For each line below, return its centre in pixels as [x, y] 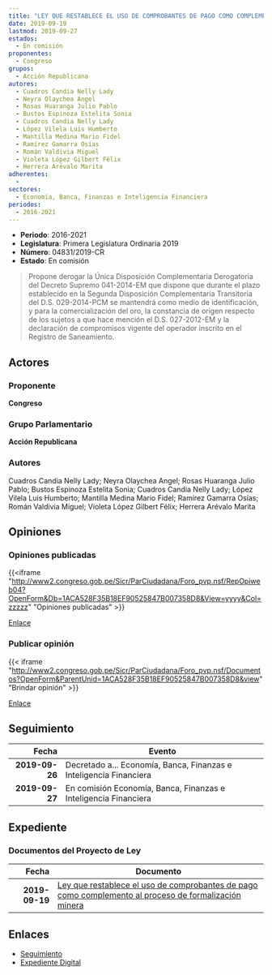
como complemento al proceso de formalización [149, 896]
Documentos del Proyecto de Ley [75, 850]
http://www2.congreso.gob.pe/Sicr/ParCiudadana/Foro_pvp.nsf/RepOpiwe [136, 582]
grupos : [21, 69]
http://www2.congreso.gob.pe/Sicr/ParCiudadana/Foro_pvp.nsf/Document [136, 670]
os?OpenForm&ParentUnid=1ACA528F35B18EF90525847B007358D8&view [134, 679]
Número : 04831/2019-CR [62, 252]
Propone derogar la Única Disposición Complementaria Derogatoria [140, 277]
